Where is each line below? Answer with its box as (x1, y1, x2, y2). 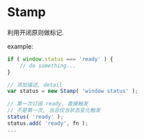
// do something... (19, 62, 77, 69)
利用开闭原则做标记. (7, 28, 65, 36)
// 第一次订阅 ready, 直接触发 (7, 101, 88, 108)
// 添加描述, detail (7, 81, 63, 88)
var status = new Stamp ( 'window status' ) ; (7, 88, 138, 95)
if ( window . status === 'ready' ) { (7, 55, 113, 63)
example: (7, 42, 33, 50)
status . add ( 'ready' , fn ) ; (7, 119, 89, 126)
